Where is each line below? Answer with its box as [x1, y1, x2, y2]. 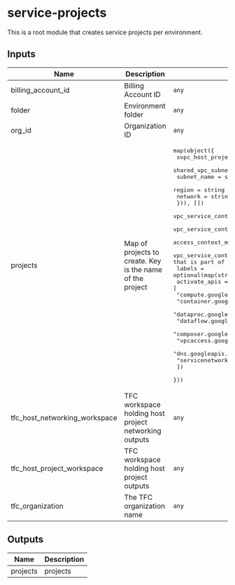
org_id [10, 125, 31, 135]
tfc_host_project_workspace [10, 463, 104, 473]
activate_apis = [176, 277, 229, 285]
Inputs [7, 48, 36, 60]
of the [124, 273, 144, 283]
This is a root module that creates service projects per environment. [7, 28, 203, 36]
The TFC [124, 492, 153, 502]
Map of [124, 238, 148, 248]
